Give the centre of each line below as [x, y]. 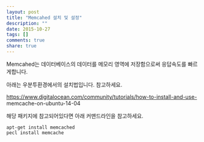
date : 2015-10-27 [28, 29]
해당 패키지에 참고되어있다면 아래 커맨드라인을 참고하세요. [75, 116]
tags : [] [17, 35]
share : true [21, 46]
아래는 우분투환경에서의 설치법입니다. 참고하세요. [64, 84]
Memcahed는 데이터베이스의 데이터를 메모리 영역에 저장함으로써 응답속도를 [97, 64]
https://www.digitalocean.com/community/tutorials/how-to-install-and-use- [102, 97]
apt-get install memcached [41, 127]
